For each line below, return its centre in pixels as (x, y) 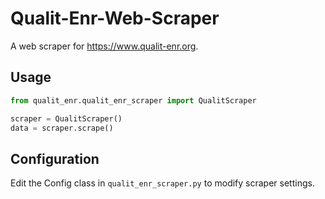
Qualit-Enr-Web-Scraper (115, 18)
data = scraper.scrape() (62, 128)
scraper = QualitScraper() (66, 118)
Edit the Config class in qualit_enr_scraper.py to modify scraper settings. (162, 183)
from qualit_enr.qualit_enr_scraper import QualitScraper (133, 100)
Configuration (55, 158)
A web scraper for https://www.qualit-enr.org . (104, 46)
